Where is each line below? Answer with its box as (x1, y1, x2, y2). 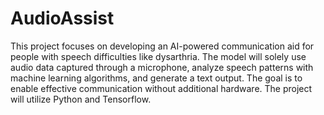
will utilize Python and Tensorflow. (10, 93, 152, 105)
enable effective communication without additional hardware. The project (10, 82, 313, 94)
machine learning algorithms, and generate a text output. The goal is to (10, 72, 303, 84)
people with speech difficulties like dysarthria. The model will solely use (10, 50, 307, 62)
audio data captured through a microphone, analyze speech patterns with (10, 61, 314, 73)
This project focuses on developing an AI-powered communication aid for (10, 40, 315, 52)
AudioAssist (10, 7, 115, 30)
